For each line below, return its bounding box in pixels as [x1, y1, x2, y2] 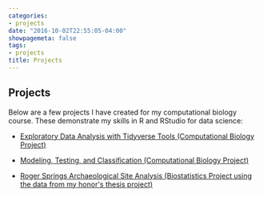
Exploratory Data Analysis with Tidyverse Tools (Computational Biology [19, 131, 255, 141]
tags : [8, 42, 26, 50]
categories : [8, 11, 48, 20]
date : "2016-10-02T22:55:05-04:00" [8, 26, 127, 34]
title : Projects [8, 57, 62, 65]
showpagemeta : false [8, 34, 78, 42]
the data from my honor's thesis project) [19, 179, 153, 189]
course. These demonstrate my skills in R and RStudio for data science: [8, 115, 244, 125]
